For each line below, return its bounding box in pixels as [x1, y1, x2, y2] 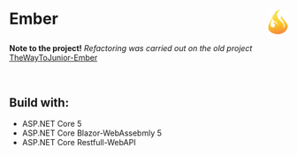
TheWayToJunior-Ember [9, 53, 98, 63]
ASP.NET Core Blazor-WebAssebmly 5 [21, 128, 162, 138]
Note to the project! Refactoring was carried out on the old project [9, 43, 253, 54]
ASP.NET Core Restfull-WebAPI [21, 137, 136, 147]
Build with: [9, 95, 69, 110]
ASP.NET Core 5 [21, 119, 82, 129]
